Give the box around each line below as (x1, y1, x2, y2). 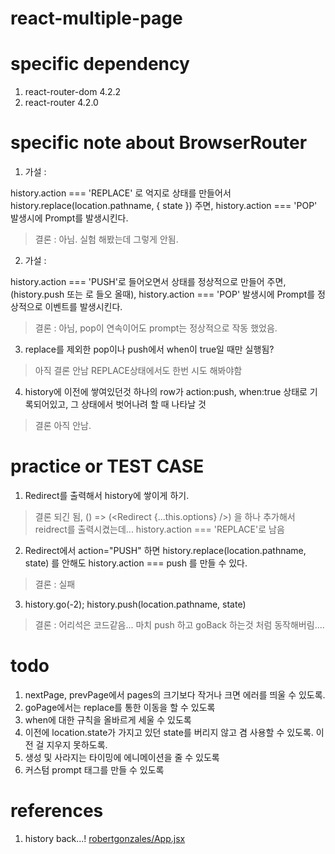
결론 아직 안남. (34, 420, 92, 432)
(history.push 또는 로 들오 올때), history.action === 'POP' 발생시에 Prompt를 (10, 288, 316, 301)
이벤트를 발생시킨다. (44, 301, 123, 313)
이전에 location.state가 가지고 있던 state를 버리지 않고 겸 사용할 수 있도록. (24, 726, 314, 738)
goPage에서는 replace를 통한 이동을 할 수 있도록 (24, 701, 216, 713)
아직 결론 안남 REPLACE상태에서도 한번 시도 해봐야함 (34, 365, 243, 377)
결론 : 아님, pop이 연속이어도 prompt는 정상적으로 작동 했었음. (34, 322, 278, 334)
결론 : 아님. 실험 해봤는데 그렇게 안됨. (34, 233, 179, 246)
